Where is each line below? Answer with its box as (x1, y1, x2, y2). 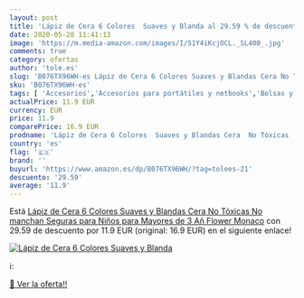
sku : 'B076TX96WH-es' (9, 80, 91, 89)
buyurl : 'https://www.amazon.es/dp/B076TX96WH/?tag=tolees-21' (9, 164, 253, 173)
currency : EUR (9, 106, 63, 115)
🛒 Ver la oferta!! (9, 279, 68, 290)
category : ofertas (9, 55, 79, 64)
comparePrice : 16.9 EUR (9, 123, 100, 132)
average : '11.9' (9, 182, 71, 191)
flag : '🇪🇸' (9, 147, 54, 156)
